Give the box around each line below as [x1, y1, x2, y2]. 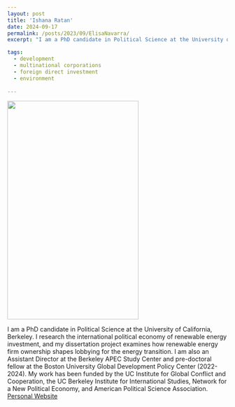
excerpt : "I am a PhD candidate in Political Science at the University [7, 36, 224, 43]
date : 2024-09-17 [7, 23, 58, 30]
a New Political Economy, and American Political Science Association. [7, 385, 208, 393]
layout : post [7, 10, 45, 17]
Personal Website [7, 392, 58, 401]
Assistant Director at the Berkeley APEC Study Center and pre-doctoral [7, 355, 212, 364]
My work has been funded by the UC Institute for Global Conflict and [27, 370, 226, 378]
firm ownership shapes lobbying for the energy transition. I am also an [7, 348, 210, 356]
